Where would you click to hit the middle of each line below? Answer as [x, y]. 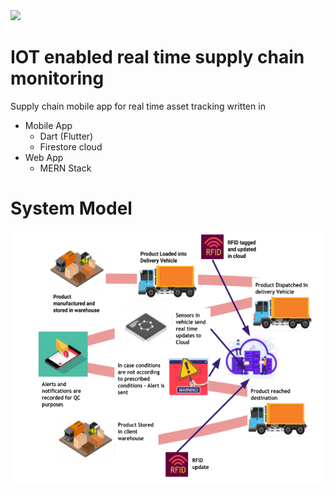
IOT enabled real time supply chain [157, 57]
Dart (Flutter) [66, 136]
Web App [44, 157]
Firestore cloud [71, 146]
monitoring [57, 78]
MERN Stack [65, 168]
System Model [71, 208]
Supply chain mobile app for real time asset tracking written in [138, 106]
